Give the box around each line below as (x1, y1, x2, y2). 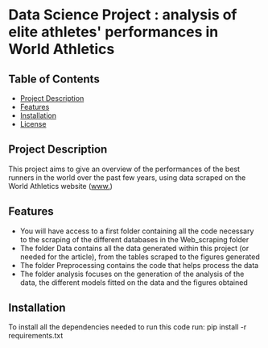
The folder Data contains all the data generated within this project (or (19, 243, 249, 253)
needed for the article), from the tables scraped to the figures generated (19, 252, 260, 262)
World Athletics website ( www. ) (8, 181, 113, 191)
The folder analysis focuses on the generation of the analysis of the (19, 269, 245, 279)
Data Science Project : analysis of (8, 6, 237, 24)
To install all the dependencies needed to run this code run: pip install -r (8, 322, 247, 332)
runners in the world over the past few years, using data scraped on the (8, 172, 246, 182)
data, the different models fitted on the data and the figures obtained (19, 277, 248, 287)
